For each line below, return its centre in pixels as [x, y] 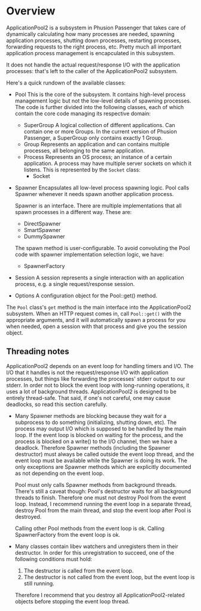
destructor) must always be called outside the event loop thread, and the [104, 454]
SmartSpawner [42, 230]
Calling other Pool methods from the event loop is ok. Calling [89, 528]
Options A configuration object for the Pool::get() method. [86, 296]
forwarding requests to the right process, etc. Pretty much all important [94, 47]
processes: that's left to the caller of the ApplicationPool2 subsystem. [92, 71]
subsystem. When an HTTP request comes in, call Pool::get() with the [94, 314]
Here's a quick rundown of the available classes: [66, 83]
